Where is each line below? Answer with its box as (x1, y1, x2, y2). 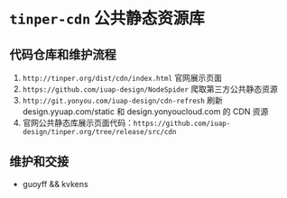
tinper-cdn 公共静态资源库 (9, 8, 205, 29)
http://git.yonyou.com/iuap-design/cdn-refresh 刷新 (22, 95, 223, 105)
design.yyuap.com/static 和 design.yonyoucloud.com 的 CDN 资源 (22, 106, 269, 117)
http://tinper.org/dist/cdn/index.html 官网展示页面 (22, 73, 223, 83)
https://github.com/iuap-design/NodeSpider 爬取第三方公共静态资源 (22, 84, 278, 94)
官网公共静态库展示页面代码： (22, 118, 134, 128)
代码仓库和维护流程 (9, 47, 116, 62)
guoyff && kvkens (22, 178, 88, 189)
